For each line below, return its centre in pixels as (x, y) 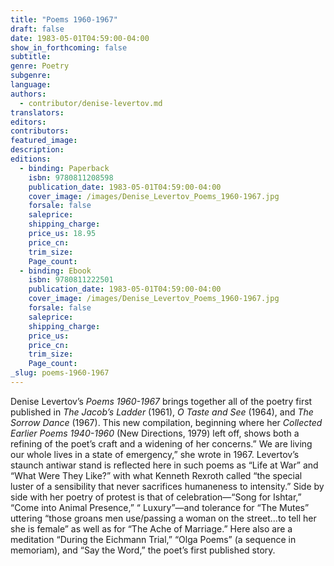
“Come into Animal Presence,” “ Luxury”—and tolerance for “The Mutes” (160, 507)
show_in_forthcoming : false (69, 47)
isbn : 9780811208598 (71, 177)
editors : (28, 122)
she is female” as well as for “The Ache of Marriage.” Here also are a (151, 528)
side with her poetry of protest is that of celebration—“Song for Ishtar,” (156, 497)
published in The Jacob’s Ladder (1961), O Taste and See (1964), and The (162, 412)
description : (37, 150)
